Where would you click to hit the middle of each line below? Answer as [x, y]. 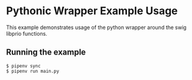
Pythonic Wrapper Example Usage [92, 11]
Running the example [46, 52]
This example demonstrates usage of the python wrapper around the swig [97, 27]
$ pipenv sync [24, 66]
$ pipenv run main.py [33, 71]
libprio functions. [27, 33]
